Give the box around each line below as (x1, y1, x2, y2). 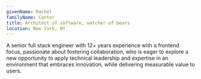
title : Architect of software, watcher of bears (6, 20, 130, 26)
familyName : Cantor (6, 14, 55, 20)
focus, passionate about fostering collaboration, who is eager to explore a (6, 48, 189, 56)
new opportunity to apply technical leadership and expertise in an (6, 54, 169, 62)
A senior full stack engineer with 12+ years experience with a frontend (6, 42, 180, 49)
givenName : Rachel (6, 8, 52, 15)
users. (6, 67, 22, 75)
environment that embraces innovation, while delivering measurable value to (6, 61, 195, 68)
